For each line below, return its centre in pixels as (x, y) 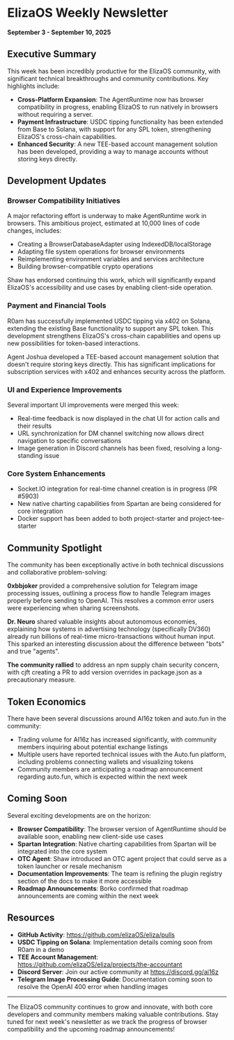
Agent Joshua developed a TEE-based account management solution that (113, 356)
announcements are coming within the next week (88, 895)
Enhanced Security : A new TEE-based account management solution (117, 144)
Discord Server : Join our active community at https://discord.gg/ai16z (118, 972)
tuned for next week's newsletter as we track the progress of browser (107, 1021)
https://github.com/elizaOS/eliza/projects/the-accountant (100, 964)
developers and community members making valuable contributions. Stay (113, 1014)
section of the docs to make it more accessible (84, 881)
